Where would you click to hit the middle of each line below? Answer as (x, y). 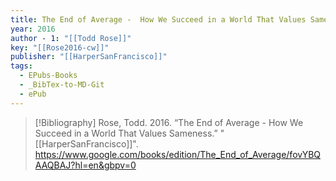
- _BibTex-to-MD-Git (62, 85)
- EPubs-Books (48, 76)
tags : (21, 66)
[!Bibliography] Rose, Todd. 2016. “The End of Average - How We (169, 122)
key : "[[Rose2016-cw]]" (60, 47)
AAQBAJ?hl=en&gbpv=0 (85, 165)
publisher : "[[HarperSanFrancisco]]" (89, 57)
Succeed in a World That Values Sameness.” (126, 133)
